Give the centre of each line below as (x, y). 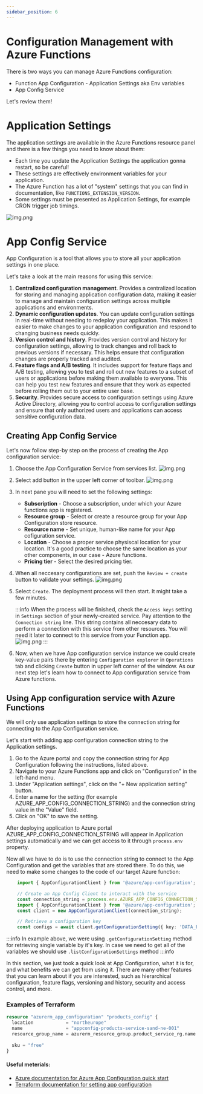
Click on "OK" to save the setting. (56, 816)
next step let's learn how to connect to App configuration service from (102, 672)
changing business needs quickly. (57, 333)
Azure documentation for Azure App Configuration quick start (92, 1078)
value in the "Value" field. (47, 810)
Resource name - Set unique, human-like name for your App (100, 529)
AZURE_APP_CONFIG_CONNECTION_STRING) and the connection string (105, 803)
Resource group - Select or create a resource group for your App (105, 516)
